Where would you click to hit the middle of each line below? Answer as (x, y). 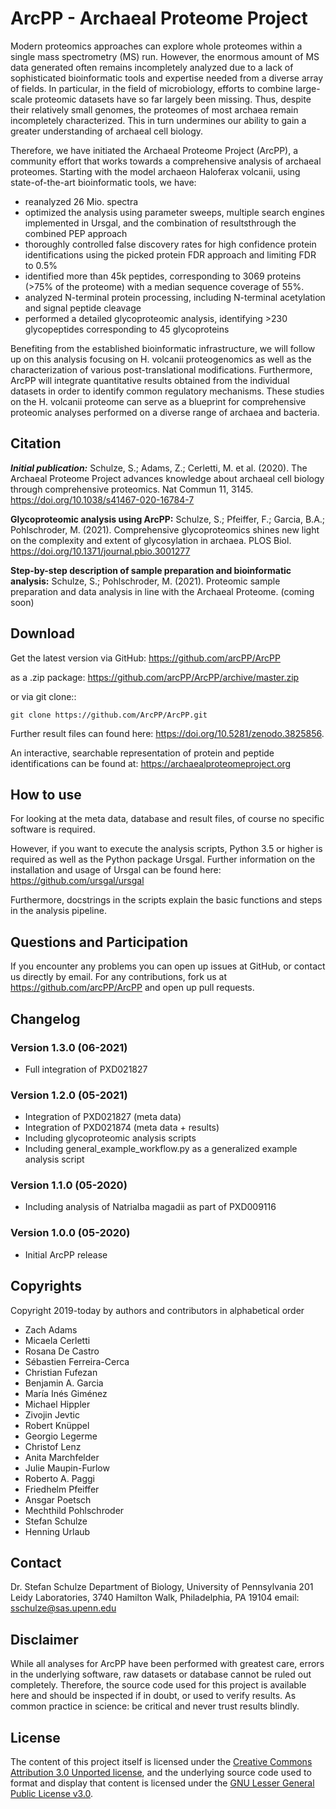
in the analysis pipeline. (58, 911)
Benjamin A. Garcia (64, 1383)
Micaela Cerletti (57, 1340)
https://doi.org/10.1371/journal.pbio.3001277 (100, 551)
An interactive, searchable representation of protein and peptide (142, 753)
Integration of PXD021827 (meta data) (103, 1117)
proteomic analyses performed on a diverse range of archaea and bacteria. (165, 412)
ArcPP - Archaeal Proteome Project (159, 18)
